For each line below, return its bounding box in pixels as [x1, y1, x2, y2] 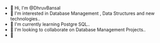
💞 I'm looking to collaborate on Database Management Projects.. [10, 27, 146, 33]
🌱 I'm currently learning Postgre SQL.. [10, 21, 90, 27]
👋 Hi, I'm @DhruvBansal [10, 5, 61, 11]
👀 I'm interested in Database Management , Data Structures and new [10, 10, 155, 16]
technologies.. [10, 16, 40, 21]
